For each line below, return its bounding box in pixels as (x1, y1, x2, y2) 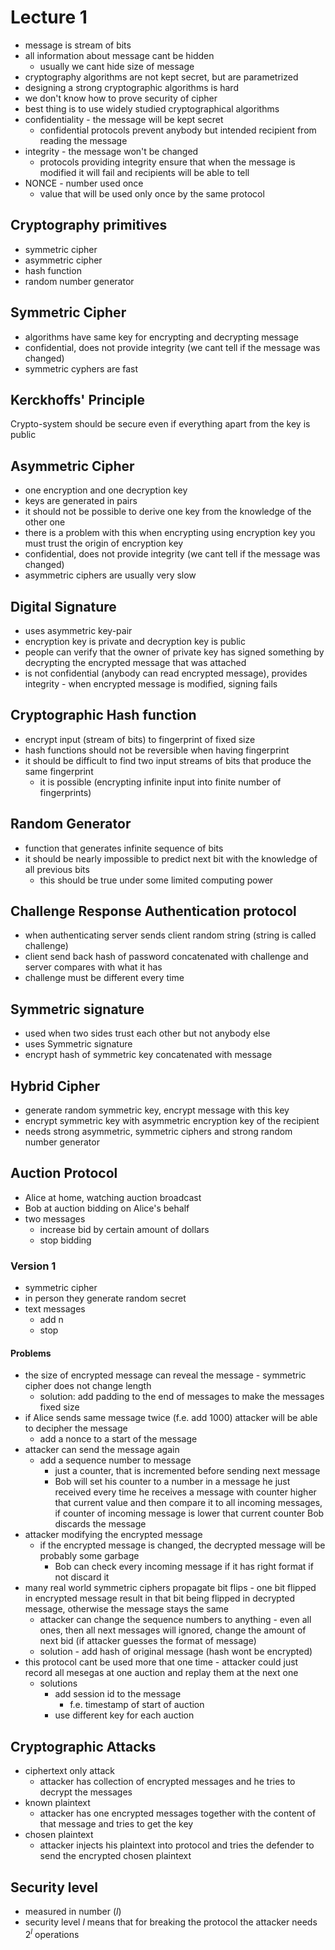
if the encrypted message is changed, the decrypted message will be (39, 1539, 326, 1551)
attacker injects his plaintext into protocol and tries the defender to (39, 1839, 315, 1851)
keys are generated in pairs (24, 495, 138, 507)
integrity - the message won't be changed (24, 145, 199, 157)
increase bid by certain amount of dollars (39, 1223, 210, 1235)
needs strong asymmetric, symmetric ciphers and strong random (24, 1126, 293, 1138)
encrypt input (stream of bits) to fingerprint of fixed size (24, 733, 256, 745)
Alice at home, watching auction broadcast (24, 1191, 202, 1203)
